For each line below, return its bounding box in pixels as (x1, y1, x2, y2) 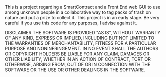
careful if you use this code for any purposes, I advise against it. (5, 20, 137, 26)
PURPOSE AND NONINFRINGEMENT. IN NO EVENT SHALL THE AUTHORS (5, 46, 159, 51)
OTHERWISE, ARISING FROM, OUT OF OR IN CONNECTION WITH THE (5, 62, 151, 67)
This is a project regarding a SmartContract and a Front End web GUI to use (5, 4, 161, 10)
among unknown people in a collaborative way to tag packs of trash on (5, 9, 151, 15)
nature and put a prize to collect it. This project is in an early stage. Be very (5, 15, 160, 20)
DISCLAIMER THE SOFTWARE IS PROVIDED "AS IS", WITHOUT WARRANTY (5, 30, 161, 35)
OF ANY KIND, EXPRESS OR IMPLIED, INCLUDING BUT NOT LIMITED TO (5, 35, 155, 41)
